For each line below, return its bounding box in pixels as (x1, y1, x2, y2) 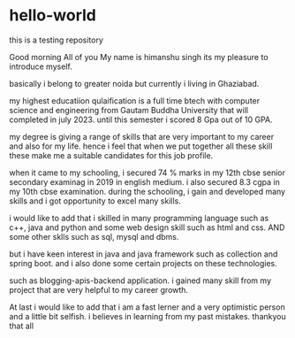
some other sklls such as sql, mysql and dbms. (9, 231, 179, 242)
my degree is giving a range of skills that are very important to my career (9, 131, 275, 142)
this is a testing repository (9, 35, 103, 45)
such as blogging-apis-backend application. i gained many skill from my (9, 275, 272, 286)
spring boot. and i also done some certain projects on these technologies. (9, 257, 277, 268)
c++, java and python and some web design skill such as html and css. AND (9, 222, 285, 233)
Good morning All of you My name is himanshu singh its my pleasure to (9, 51, 269, 62)
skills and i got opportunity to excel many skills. (9, 196, 181, 206)
